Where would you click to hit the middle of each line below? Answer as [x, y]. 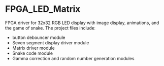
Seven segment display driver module [51, 42]
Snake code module [33, 53]
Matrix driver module [33, 48]
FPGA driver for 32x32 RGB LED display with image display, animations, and [82, 23]
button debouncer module [39, 37]
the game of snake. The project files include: [50, 28]
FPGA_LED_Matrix [43, 9]
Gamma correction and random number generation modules [73, 58]
